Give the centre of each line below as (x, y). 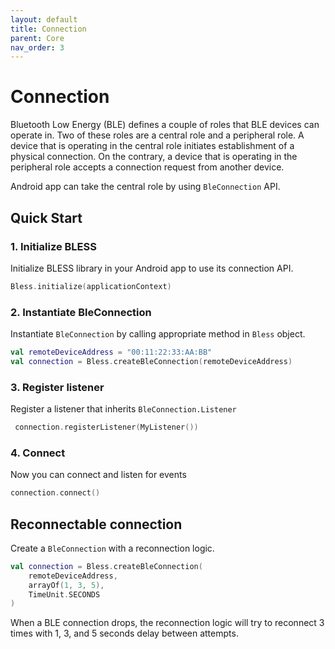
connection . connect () (55, 493)
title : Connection (48, 29)
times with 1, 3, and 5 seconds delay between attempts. (124, 633)
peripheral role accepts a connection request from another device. (147, 167)
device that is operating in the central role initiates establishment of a (152, 146)
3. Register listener (57, 387)
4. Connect (38, 453)
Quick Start (46, 217)
